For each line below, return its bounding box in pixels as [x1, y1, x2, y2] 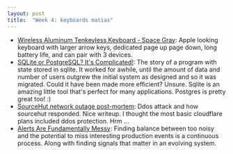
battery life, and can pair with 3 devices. [17, 50, 134, 59]
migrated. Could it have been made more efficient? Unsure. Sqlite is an [17, 80, 220, 88]
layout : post [7, 10, 45, 17]
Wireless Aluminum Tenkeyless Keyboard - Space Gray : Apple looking [17, 35, 218, 44]
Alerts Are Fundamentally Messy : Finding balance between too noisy [17, 124, 214, 132]
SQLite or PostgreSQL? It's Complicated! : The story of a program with [17, 58, 217, 66]
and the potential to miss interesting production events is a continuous [17, 131, 219, 139]
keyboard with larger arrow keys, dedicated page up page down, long [17, 43, 217, 51]
